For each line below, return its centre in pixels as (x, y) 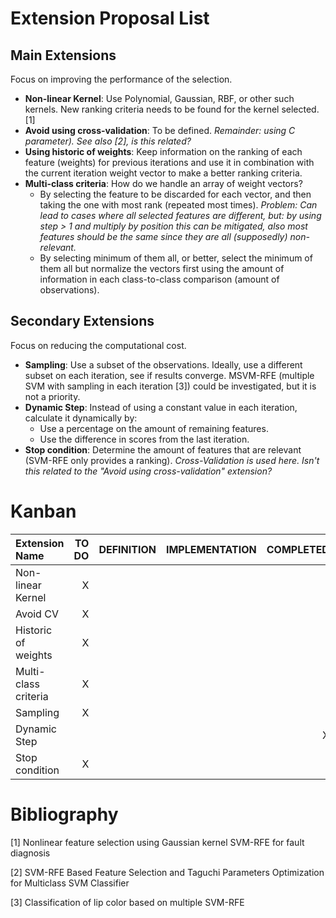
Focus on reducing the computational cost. (98, 345)
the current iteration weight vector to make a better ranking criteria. (163, 173)
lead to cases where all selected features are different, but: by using (180, 215)
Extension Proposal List (110, 18)
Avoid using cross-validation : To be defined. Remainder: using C (160, 130)
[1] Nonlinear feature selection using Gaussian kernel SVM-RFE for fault (157, 842)
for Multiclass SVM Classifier (70, 883)
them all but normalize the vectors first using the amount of (162, 268)
